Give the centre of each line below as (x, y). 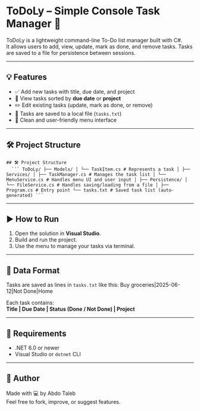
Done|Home (38, 291)
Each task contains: (30, 303)
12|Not (14, 291)
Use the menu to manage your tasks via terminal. (75, 246)
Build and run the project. (46, 240)
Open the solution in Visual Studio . (58, 233)
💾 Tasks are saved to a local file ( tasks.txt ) (68, 113)
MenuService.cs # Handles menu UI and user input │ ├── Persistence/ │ (97, 180)
